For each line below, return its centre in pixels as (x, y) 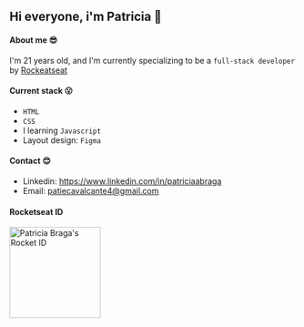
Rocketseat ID (36, 211)
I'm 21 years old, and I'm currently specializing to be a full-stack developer (152, 60)
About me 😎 (34, 40)
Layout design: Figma (62, 140)
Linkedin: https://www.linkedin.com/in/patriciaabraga (122, 181)
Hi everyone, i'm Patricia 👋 (86, 17)
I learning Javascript (62, 130)
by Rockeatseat (39, 70)
